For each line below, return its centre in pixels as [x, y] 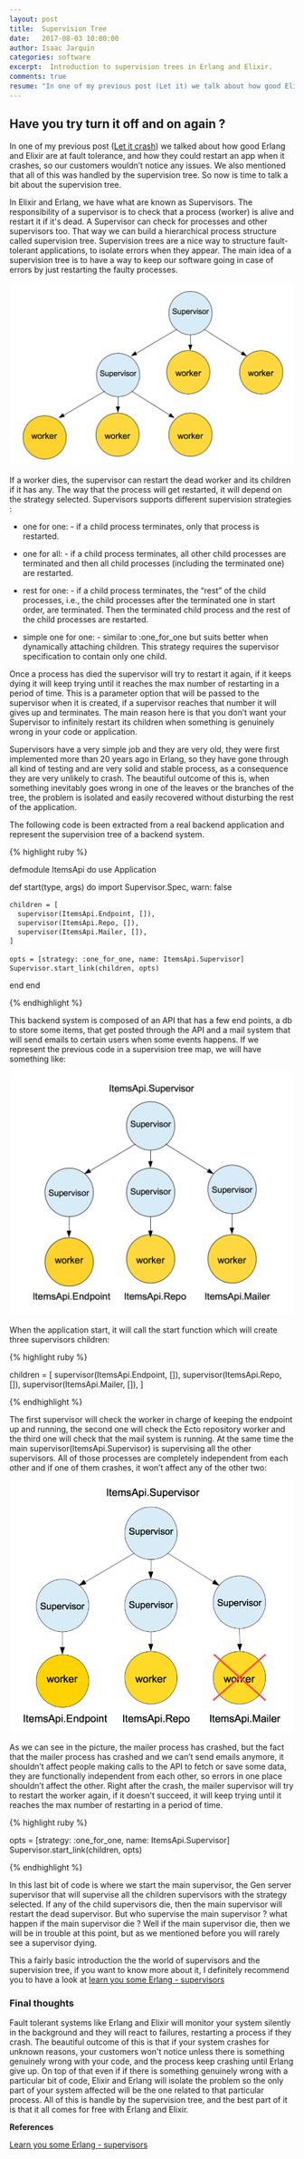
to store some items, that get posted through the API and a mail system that [150, 1030]
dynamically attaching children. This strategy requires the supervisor [151, 646]
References [32, 2127]
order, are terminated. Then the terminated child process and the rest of [157, 610]
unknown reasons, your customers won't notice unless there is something [147, 2052]
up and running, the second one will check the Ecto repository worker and [147, 1430]
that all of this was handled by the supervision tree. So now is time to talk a [149, 175]
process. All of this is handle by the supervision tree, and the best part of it [148, 2100]
